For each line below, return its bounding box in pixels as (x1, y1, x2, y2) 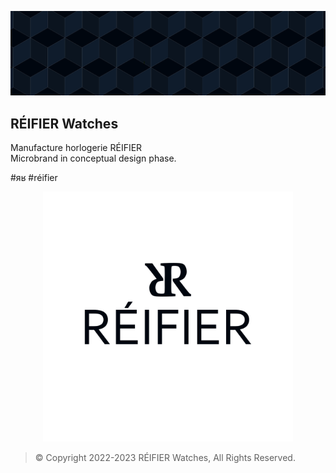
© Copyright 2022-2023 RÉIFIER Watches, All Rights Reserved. (34, 452, 296, 464)
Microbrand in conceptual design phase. (10, 152, 177, 165)
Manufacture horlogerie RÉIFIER (10, 142, 143, 154)
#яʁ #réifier (10, 172, 58, 184)
